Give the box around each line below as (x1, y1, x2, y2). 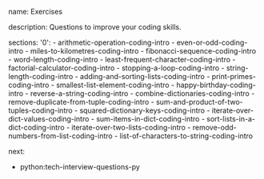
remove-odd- (192, 123, 238, 132)
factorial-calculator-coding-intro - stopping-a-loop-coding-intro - (8, 63, 225, 73)
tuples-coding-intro (8, 105, 74, 115)
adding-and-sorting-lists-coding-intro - (79, 72, 210, 81)
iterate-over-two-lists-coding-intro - (71, 123, 191, 132)
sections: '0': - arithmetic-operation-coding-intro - (8, 38, 175, 47)
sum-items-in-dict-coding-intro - (95, 114, 206, 123)
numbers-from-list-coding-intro (8, 131, 114, 141)
